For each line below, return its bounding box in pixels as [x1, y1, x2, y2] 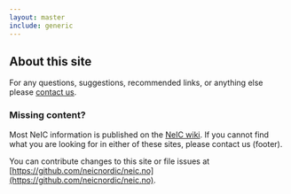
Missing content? [9, 109, 86, 121]
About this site [9, 54, 92, 69]
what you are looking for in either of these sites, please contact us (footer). [9, 138, 283, 149]
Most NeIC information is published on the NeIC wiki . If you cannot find [9, 129, 269, 140]
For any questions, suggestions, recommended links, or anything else [9, 77, 263, 89]
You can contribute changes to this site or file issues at [9, 156, 210, 167]
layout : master [9, 12, 66, 22]
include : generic [9, 21, 74, 30]
